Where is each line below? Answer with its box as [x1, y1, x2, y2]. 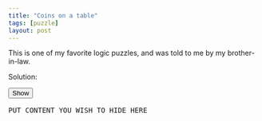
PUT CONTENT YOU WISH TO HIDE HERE [8, 106, 148, 115]
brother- [227, 49, 256, 58]
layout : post [8, 26, 52, 34]
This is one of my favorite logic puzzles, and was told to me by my [8, 49, 226, 58]
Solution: [8, 72, 38, 82]
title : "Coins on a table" [8, 11, 98, 20]
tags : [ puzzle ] [8, 19, 59, 27]
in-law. [8, 57, 30, 66]
